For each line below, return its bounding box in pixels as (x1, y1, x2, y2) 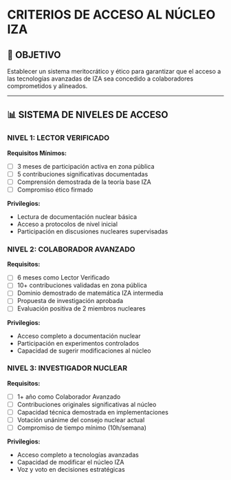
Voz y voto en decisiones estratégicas (16, 466, 125, 474)
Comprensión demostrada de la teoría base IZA (16, 178, 151, 186)
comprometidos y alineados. (7, 82, 88, 90)
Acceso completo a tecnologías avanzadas (16, 451, 139, 459)
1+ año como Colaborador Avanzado (16, 393, 121, 401)
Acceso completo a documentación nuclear (16, 331, 141, 340)
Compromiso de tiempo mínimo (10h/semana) (16, 424, 146, 432)
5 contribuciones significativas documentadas (16, 169, 148, 178)
